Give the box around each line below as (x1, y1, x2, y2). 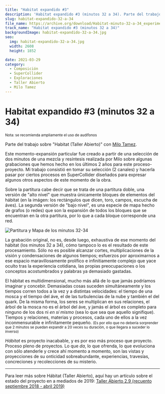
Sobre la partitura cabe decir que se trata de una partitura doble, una (5, 186, 145, 192)
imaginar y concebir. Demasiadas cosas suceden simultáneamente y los (5, 283, 151, 289)
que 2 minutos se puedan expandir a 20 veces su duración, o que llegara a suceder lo (5, 325, 150, 330)
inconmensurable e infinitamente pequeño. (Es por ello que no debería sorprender (5, 319, 159, 325)
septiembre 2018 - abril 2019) (5, 383, 65, 389)
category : (5, 62, 26, 67)
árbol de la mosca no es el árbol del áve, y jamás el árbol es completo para (5, 303, 157, 310)
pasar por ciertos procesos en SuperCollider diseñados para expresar (5, 172, 146, 178)
